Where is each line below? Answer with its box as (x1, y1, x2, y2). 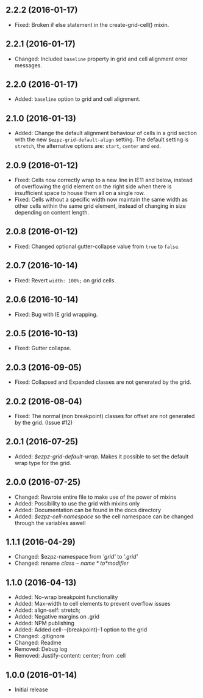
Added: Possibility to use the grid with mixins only (14, 499, 140, 507)
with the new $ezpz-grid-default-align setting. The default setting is (14, 136, 189, 143)
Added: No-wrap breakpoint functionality (14, 593, 118, 601)
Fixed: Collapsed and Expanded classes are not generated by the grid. (14, 378, 191, 386)
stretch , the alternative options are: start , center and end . (14, 142, 162, 150)
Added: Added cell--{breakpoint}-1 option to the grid (14, 626, 148, 633)
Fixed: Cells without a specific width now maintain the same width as (14, 196, 188, 204)
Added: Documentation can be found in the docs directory (14, 506, 162, 513)
